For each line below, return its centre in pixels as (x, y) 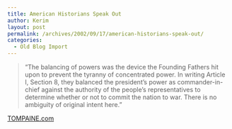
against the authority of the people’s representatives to (121, 90)
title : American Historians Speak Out (64, 14)
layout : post (27, 27)
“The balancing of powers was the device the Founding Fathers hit (122, 67)
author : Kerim (28, 21)
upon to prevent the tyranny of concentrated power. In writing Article (125, 74)
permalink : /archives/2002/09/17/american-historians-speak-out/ (105, 34)
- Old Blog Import (41, 47)
